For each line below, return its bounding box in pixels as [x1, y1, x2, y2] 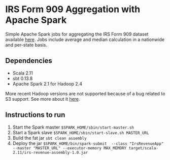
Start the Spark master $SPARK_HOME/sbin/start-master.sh [12, 124, 134, 130]
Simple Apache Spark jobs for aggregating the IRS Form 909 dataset [5, 31, 149, 37]
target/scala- [128, 145, 158, 150]
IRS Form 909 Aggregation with [5, 4, 141, 15]
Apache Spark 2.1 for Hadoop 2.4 [12, 81, 83, 87]
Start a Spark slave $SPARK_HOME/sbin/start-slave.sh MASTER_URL [12, 129, 149, 135]
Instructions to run [5, 110, 65, 119]
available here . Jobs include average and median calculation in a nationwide [5, 36, 165, 43]
